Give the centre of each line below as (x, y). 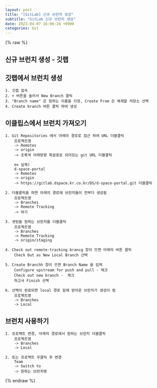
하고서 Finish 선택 (32, 281)
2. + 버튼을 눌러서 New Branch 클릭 (39, 96)
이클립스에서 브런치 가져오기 (46, 123)
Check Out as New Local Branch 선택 (51, 255)
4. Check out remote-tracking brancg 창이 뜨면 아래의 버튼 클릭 (68, 250)
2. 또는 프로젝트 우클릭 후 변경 (34, 357)
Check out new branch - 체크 (44, 276)
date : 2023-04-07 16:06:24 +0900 (40, 24)
